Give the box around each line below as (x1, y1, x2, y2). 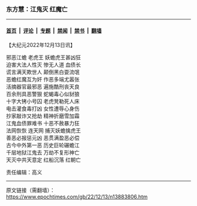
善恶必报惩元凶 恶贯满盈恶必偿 (6, 134, 80, 141)
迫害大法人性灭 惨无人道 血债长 (6, 61, 81, 68)
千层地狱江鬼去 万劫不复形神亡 (6, 149, 80, 156)
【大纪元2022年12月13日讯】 (6, 41, 76, 48)
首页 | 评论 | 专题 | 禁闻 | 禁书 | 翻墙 (6, 27, 102, 34)
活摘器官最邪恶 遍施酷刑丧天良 (6, 83, 80, 90)
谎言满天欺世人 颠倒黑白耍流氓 (6, 68, 80, 75)
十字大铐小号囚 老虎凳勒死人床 (6, 98, 80, 105)
